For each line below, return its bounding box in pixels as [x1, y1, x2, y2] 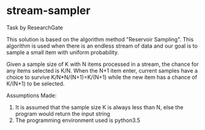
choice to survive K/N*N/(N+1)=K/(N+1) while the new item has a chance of [6, 73, 198, 81]
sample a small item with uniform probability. [6, 48, 119, 56]
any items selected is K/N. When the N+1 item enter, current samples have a [6, 67, 198, 74]
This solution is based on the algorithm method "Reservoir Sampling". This [6, 35, 194, 43]
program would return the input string [15, 110, 110, 117]
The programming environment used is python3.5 [15, 117, 141, 124]
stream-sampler [6, 4, 91, 18]
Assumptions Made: [6, 92, 57, 99]
